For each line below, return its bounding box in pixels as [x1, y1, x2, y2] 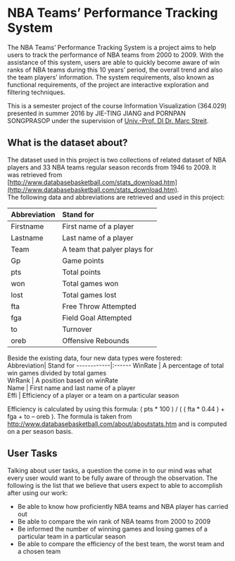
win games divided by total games [7, 368, 107, 377]
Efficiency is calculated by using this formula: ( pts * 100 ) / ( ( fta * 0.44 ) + [7, 404, 225, 413]
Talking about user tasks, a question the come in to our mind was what [7, 466, 212, 475]
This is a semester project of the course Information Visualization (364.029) [7, 101, 227, 110]
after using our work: [7, 489, 68, 497]
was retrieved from [7, 170, 63, 179]
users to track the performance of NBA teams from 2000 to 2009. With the [7, 51, 224, 59]
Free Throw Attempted [62, 301, 136, 311]
